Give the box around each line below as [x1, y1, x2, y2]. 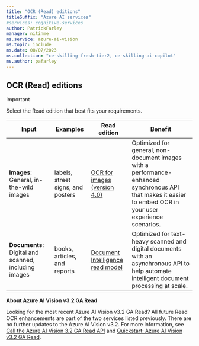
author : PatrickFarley [6, 25, 62, 31]
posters [54, 191, 76, 199]
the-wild [9, 183, 34, 191]
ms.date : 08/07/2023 [6, 47, 57, 53]
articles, [54, 252, 77, 261]
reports [54, 267, 75, 275]
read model [91, 263, 123, 271]
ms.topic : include [6, 42, 52, 48]
